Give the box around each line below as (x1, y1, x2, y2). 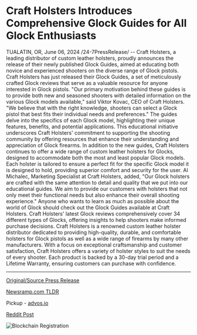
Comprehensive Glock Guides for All (6, 16, 187, 30)
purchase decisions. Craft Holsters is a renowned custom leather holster (6, 223, 181, 230)
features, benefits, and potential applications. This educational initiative (6, 123, 178, 130)
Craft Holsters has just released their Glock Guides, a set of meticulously (6, 73, 182, 80)
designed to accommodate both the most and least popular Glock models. (6, 154, 185, 161)
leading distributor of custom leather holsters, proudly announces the (6, 54, 174, 61)
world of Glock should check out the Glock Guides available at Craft (6, 204, 170, 211)
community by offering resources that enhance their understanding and (6, 135, 179, 142)
